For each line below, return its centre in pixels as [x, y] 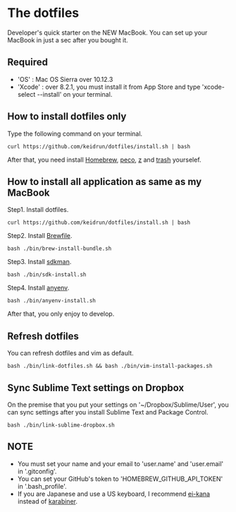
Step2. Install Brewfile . [40, 236]
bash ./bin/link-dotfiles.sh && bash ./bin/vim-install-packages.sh [110, 366]
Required [27, 62]
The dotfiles [43, 13]
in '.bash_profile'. [42, 486]
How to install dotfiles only [67, 117]
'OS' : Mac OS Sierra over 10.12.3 [65, 79]
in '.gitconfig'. [37, 471]
